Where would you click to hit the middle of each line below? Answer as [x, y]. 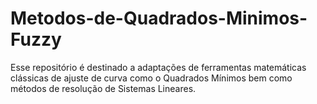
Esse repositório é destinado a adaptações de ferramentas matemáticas [158, 67]
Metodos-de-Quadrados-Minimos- [159, 18]
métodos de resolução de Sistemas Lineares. [103, 88]
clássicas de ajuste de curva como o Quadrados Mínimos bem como [151, 78]
